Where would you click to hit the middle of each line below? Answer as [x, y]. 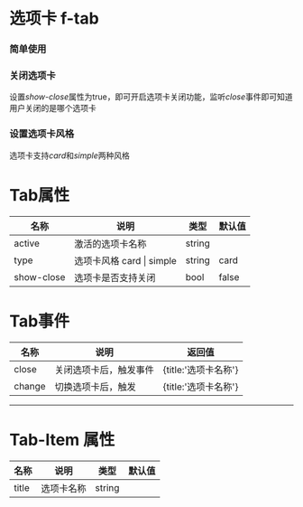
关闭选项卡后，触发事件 [105, 370]
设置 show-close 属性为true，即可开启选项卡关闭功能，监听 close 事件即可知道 [151, 97]
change [30, 386]
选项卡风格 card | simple [126, 260]
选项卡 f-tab [54, 19]
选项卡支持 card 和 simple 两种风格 [70, 155]
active [27, 243]
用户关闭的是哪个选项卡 [53, 108]
